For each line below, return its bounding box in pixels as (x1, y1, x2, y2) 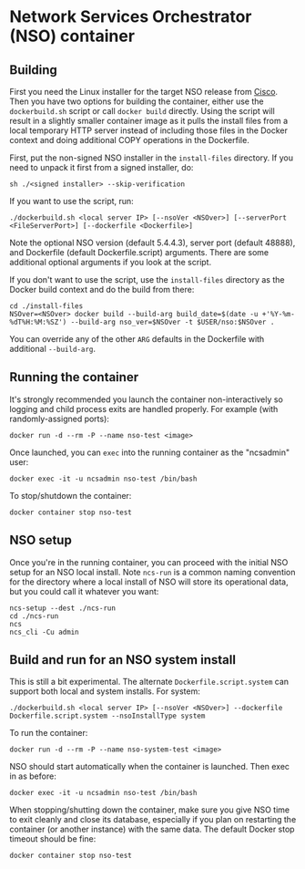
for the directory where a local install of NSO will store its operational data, (9, 576, 289, 587)
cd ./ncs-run (9, 611, 59, 621)
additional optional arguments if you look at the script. (9, 257, 212, 267)
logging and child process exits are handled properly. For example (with (9, 403, 279, 414)
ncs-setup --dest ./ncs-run (9, 604, 117, 613)
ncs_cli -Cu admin (9, 627, 79, 636)
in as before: (9, 771, 56, 781)
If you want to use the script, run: (9, 196, 134, 206)
